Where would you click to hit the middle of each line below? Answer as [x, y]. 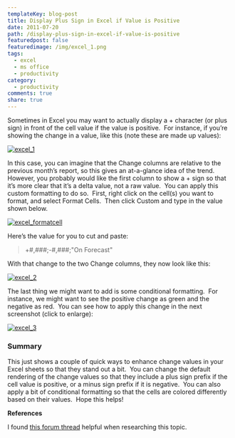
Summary [25, 346]
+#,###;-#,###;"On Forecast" [69, 250]
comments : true [30, 93]
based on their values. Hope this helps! [66, 400]
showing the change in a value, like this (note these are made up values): [114, 135]
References [25, 413]
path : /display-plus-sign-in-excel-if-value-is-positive [94, 34]
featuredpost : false [38, 41]
